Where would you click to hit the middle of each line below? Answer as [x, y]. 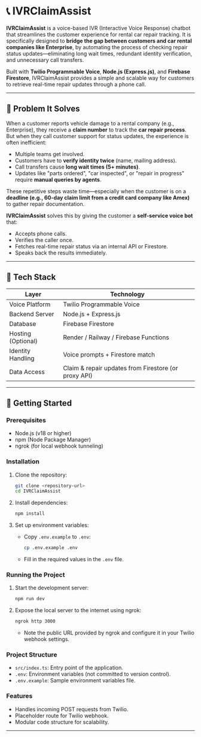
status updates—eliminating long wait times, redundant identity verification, [99, 53]
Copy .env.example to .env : [57, 537]
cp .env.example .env [51, 548]
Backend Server [32, 314]
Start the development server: [52, 588]
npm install [30, 514]
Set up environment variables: [52, 525]
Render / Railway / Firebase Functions [116, 337]
